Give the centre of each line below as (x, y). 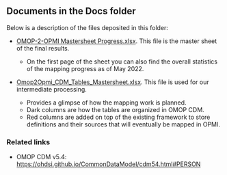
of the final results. (43, 48)
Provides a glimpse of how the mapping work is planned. (106, 103)
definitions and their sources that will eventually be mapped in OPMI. (123, 124)
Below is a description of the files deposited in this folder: (88, 27)
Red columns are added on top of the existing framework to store (118, 117)
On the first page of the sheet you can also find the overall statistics (122, 62)
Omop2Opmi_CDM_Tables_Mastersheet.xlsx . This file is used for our (112, 82)
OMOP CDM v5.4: (41, 157)
